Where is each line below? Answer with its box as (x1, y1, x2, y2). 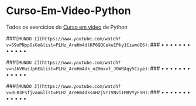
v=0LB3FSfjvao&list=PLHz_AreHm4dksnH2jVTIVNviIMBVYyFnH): (6, 90, 150, 95)
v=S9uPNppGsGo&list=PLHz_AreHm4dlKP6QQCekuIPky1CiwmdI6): (6, 42, 150, 48)
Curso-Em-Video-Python (6, 4, 131, 18)
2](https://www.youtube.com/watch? (34, 60, 121, 66)
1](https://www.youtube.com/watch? (34, 36, 121, 42)
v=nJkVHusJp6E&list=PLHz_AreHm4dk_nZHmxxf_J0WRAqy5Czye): (6, 66, 150, 71)
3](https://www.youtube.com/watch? (34, 83, 121, 89)
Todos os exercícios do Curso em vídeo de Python (6, 23, 128, 30)
